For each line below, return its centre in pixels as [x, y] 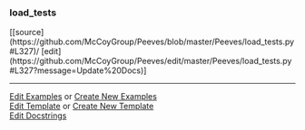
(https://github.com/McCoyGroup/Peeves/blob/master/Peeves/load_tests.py [152, 42]
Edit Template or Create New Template [82, 107]
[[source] [27, 32]
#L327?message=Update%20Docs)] [78, 70]
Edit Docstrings [38, 116]
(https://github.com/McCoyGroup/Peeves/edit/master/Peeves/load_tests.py [151, 61]
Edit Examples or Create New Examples [83, 97]
